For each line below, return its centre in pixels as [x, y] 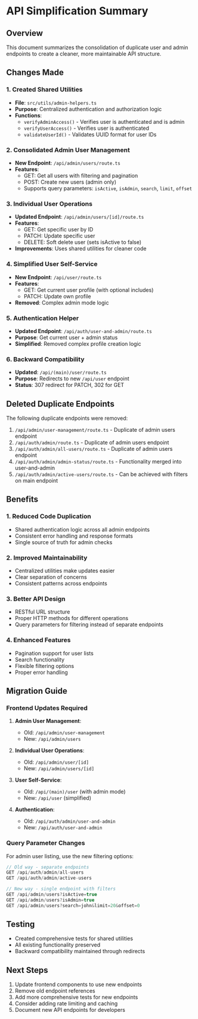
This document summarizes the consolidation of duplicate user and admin [97, 47]
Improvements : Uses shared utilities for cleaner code [81, 249]
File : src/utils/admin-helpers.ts [56, 102]
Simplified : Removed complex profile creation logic [78, 344]
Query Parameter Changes [46, 843]
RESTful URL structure [42, 612]
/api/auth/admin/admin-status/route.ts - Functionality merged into [98, 461]
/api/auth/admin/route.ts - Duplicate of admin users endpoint [92, 442]
